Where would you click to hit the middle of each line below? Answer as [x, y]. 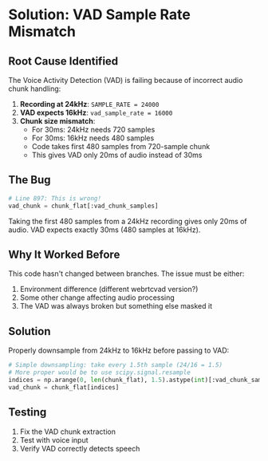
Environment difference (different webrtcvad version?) [109, 290]
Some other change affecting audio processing [97, 297]
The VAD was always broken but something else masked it [116, 306]
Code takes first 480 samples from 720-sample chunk [121, 146]
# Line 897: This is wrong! [55, 198]
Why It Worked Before [64, 254]
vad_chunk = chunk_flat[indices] [64, 387]
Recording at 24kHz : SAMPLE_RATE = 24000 [89, 104]
